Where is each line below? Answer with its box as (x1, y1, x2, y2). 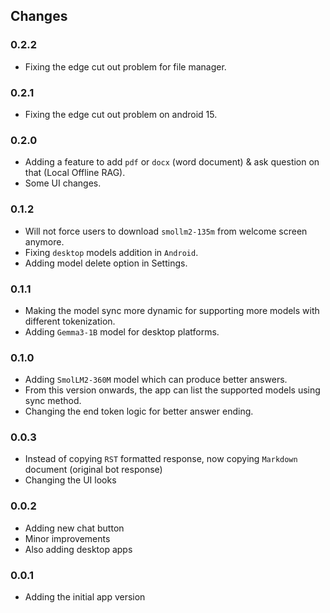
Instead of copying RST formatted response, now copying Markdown (24, 453, 298, 465)
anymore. (24, 235, 65, 248)
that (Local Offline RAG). (24, 167, 126, 179)
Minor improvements (24, 532, 111, 544)
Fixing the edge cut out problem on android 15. (24, 108, 218, 120)
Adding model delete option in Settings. (24, 257, 188, 269)
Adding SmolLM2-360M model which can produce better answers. (24, 374, 288, 386)
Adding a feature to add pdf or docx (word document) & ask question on (24, 156, 320, 168)
